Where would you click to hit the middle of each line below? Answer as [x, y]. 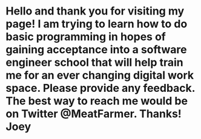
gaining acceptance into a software [96, 50]
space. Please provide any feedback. [100, 88]
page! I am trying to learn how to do [97, 24]
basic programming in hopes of [86, 37]
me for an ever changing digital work [100, 75]
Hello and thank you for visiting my [95, 11]
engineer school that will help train [94, 63]
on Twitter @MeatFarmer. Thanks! [94, 114]
